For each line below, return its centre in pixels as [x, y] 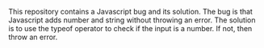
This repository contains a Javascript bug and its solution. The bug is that [130, 12]
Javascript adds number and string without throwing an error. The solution [132, 20]
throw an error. [33, 37]
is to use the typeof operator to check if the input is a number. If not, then [130, 28]
